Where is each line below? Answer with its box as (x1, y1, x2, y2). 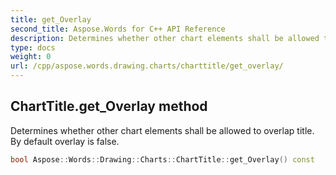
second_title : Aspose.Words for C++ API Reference (10, 24, 226, 34)
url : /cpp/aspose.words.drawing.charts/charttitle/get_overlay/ (10, 61, 284, 71)
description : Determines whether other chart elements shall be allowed (10, 33, 320, 43)
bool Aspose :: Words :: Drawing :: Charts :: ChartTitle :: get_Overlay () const (10, 154, 315, 165)
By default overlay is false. (10, 135, 120, 147)
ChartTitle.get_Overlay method (10, 98, 208, 115)
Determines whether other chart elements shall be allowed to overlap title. (10, 124, 315, 136)
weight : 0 (10, 52, 52, 62)
